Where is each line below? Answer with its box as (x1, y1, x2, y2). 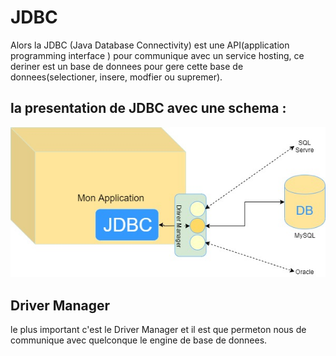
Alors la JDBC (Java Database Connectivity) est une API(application (10, 39, 290, 51)
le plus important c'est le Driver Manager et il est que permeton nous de (10, 324, 307, 336)
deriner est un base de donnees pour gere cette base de (10, 60, 244, 72)
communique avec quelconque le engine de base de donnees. (10, 334, 268, 346)
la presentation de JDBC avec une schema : (10, 100, 287, 117)
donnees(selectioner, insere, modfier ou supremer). (10, 71, 223, 83)
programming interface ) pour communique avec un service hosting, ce (10, 49, 305, 61)
